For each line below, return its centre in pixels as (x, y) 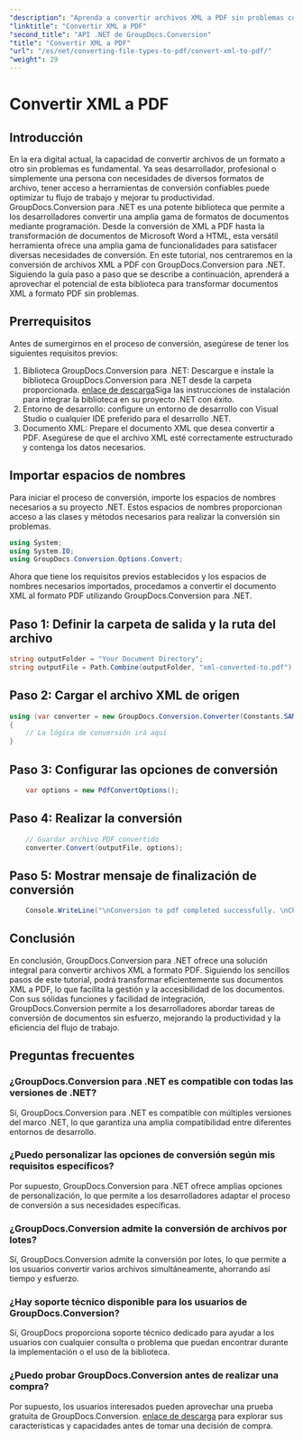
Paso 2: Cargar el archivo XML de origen (125, 696)
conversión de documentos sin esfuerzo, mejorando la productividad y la (145, 1018)
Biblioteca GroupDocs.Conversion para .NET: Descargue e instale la (148, 370)
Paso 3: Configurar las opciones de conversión (144, 769)
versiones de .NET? (53, 1093)
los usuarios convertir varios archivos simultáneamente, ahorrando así (140, 1269)
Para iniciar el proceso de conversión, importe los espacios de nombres (143, 497)
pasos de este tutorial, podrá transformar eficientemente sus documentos (147, 979)
